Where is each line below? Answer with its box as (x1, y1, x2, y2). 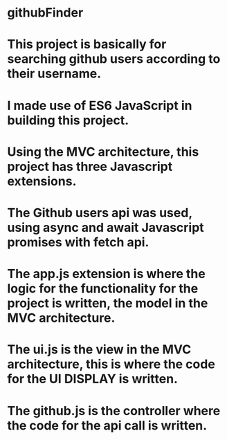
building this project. (7, 112, 129, 128)
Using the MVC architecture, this (7, 144, 199, 160)
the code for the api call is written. (7, 417, 208, 433)
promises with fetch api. (7, 234, 149, 250)
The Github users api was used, (7, 205, 192, 221)
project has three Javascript (7, 158, 173, 174)
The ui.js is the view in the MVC (7, 342, 192, 358)
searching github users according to (7, 51, 221, 67)
